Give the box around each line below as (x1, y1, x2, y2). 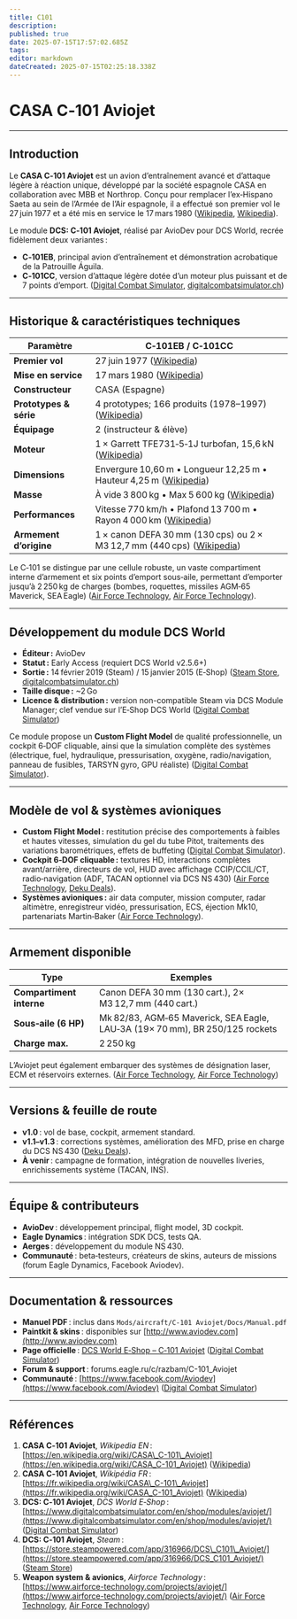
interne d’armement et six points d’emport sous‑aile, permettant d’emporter (9, 572, 283, 583)
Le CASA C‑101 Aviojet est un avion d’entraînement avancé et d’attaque (9, 170, 271, 181)
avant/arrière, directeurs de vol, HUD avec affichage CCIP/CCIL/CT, (21, 864, 270, 875)
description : (9, 21, 57, 30)
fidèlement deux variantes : (9, 234, 108, 244)
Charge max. (13, 1037, 69, 1050)
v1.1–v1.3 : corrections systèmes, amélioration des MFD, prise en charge (21, 1135, 285, 1147)
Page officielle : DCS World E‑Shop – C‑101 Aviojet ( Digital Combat (21, 1345, 264, 1356)
